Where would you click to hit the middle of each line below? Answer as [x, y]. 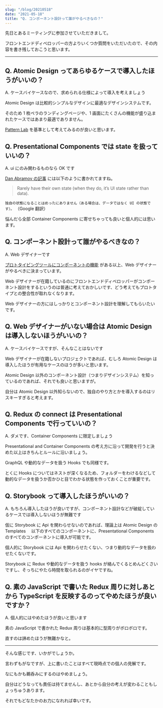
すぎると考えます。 [37, 397]
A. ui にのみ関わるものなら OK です [40, 168]
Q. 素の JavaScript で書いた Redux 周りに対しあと [80, 587]
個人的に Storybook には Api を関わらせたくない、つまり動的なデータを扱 [78, 548]
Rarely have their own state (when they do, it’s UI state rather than [83, 188]
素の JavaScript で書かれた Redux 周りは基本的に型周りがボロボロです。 [77, 628]
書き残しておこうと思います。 [43, 50]
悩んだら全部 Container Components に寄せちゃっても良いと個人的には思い [80, 219]
